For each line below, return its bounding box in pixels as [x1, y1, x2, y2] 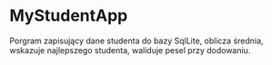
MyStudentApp [9, 5, 128, 26]
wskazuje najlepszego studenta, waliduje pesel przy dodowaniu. [9, 44, 251, 55]
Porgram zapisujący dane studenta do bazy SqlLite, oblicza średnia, [9, 35, 264, 46]
